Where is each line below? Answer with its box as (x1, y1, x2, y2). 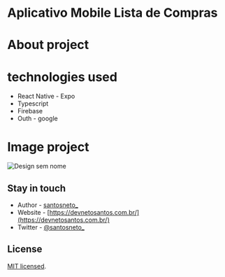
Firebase (17, 107, 43, 115)
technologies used (7, 69, 117, 85)
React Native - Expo (17, 92, 75, 101)
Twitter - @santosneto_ (17, 223, 85, 232)
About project (7, 37, 89, 53)
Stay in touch (7, 182, 66, 194)
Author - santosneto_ (17, 201, 78, 209)
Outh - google (17, 114, 58, 123)
